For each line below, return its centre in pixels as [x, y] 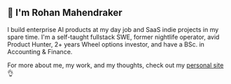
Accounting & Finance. [40, 51]
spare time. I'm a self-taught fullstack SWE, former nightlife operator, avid [113, 37]
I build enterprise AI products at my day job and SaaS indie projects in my [113, 29]
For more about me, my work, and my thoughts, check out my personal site [115, 65]
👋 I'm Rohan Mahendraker [65, 13]
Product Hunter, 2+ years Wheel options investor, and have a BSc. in [106, 44]
